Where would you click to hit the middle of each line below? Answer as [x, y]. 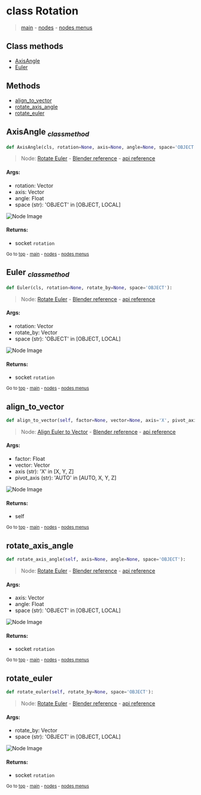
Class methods [35, 46]
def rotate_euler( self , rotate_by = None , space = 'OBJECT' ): [80, 692]
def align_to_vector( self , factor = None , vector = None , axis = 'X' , [88, 420]
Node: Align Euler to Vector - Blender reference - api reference [98, 432]
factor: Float [30, 459]
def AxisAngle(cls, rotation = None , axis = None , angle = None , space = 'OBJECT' [101, 147]
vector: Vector [32, 465]
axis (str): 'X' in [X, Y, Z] [44, 472]
